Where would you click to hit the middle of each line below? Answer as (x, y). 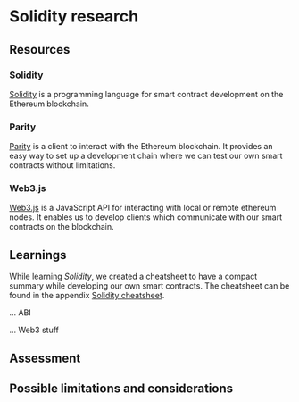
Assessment (45, 358)
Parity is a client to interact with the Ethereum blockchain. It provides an (141, 147)
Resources (40, 50)
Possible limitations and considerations (121, 389)
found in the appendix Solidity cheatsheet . (87, 296)
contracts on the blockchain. (62, 227)
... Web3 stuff (34, 330)
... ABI (20, 313)
